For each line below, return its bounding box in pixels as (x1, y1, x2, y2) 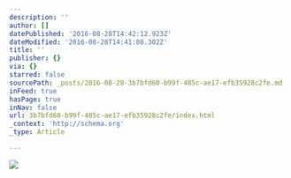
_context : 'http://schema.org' (9, 120, 125, 129)
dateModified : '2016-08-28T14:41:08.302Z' (9, 37, 168, 47)
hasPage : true (9, 94, 62, 104)
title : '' (9, 46, 46, 55)
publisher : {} (9, 54, 62, 63)
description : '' (9, 12, 69, 22)
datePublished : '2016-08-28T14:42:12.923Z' (9, 29, 172, 38)
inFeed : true (9, 86, 57, 95)
